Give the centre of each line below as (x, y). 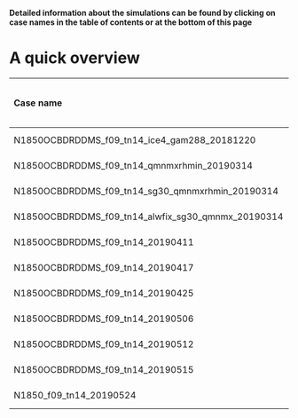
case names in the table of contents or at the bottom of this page (131, 22)
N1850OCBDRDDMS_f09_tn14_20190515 (104, 369)
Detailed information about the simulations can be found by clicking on (143, 13)
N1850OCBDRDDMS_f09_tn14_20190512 (104, 343)
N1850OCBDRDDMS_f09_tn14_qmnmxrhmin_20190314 (133, 165)
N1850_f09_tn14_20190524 (75, 395)
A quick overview (74, 58)
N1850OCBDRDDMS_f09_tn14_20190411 (104, 241)
